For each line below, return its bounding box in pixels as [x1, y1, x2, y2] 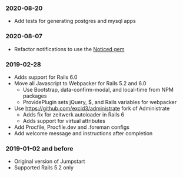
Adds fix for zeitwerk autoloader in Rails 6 [22, 111, 125, 118]
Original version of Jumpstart [14, 158, 85, 165]
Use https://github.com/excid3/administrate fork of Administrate [14, 105, 170, 112]
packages [22, 92, 47, 99]
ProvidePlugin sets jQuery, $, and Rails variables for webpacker [22, 98, 177, 105]
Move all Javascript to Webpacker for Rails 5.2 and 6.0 [14, 79, 147, 86]
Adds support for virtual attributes [22, 117, 105, 124]
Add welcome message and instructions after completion [14, 129, 153, 136]
